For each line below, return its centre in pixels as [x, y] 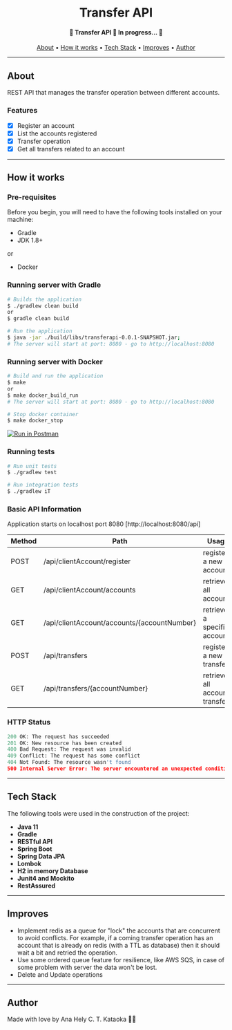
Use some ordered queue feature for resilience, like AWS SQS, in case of [120, 959]
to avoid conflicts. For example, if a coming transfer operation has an [115, 937]
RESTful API [35, 841]
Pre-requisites [32, 197]
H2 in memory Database [52, 871]
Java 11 [28, 827]
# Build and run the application [55, 376]
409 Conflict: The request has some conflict [74, 756]
